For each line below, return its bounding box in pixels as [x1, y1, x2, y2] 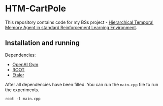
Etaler [12, 72, 25, 78]
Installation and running [5, 39, 80, 47]
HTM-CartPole [5, 3, 66, 14]
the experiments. [5, 87, 39, 93]
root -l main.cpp [5, 96, 41, 101]
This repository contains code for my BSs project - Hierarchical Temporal [5, 19, 154, 25]
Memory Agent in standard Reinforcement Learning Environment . [5, 24, 137, 30]
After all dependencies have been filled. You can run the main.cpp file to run [5, 81, 159, 87]
